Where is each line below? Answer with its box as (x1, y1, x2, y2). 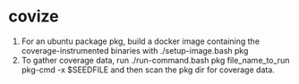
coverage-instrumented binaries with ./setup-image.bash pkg (21, 45, 249, 55)
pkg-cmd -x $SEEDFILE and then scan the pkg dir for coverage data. (21, 64, 275, 75)
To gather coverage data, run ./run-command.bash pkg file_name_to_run (21, 55, 290, 65)
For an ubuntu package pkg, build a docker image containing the (21, 36, 261, 46)
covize (8, 6, 59, 27)
